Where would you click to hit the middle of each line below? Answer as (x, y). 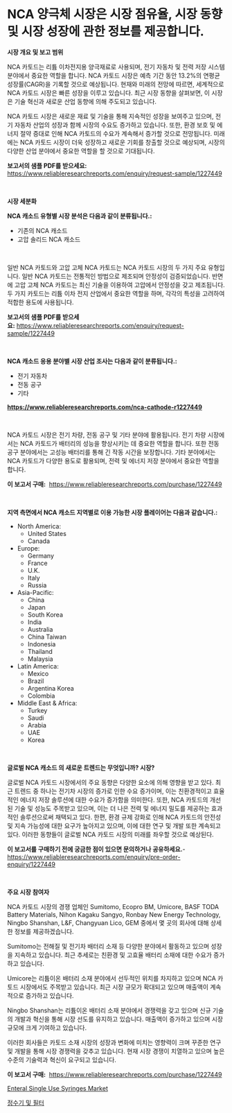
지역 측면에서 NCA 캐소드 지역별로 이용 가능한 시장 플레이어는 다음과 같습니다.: (113, 512)
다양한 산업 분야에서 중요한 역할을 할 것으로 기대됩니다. (81, 150)
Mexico (38, 673)
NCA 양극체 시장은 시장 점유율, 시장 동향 (115, 14)
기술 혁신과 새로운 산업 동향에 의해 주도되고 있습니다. (86, 101)
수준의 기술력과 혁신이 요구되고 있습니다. (62, 1060)
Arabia (37, 725)
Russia (37, 585)
